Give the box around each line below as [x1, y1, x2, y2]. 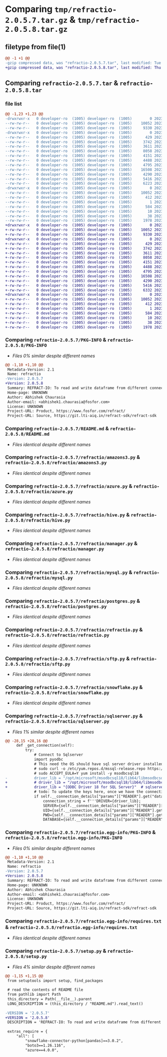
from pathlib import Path [7, 992, 61, 997]
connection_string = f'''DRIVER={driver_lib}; [43, 798, 141, 803]
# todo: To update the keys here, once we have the [34, 790, 143, 794]
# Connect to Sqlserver [34, 752, 83, 758]
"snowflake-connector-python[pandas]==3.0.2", [25, 1038, 123, 1043]
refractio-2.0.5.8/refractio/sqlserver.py [5, 719, 109, 724]
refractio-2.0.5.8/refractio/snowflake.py [5, 690, 109, 695]
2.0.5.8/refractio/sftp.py [5, 661, 71, 667]
